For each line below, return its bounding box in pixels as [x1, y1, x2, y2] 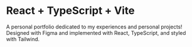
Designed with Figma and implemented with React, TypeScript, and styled [6, 29, 186, 36]
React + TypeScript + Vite [6, 4, 135, 17]
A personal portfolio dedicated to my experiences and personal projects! [6, 23, 183, 30]
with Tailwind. [6, 35, 40, 42]
